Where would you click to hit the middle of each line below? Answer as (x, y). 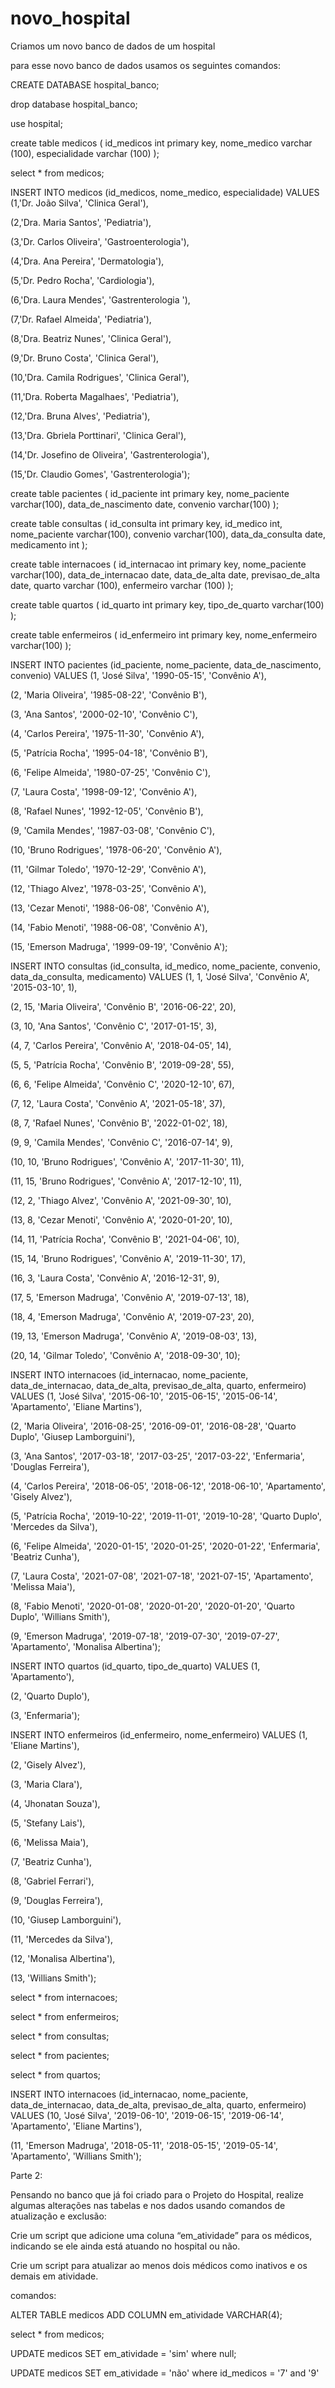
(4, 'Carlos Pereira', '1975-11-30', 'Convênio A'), (107, 733)
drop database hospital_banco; (74, 104)
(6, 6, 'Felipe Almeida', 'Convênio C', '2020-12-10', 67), (122, 1084)
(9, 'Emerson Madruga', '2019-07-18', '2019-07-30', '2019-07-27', (145, 1636)
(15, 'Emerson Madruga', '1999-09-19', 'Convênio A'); (119, 946)
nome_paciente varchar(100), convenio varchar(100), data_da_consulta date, (168, 534)
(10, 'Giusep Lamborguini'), (66, 1919)
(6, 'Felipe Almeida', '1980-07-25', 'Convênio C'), (111, 772)
